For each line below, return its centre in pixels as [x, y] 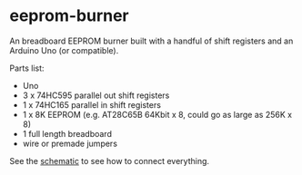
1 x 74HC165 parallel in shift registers [92, 104]
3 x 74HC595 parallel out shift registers [96, 95]
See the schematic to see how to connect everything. [110, 160]
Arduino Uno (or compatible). [64, 50]
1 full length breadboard [67, 133]
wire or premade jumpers [70, 143]
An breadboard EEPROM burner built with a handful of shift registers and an [151, 41]
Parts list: [27, 68]
